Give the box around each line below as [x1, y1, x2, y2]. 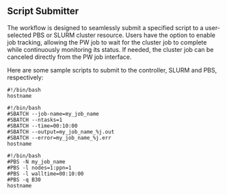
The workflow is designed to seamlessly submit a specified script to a [7, 23, 204, 31]
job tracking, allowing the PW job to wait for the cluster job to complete [7, 38, 207, 47]
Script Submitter [7, 5, 79, 17]
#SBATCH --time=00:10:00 [7, 122, 78, 129]
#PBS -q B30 [7, 176, 41, 183]
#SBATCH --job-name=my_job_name [7, 110, 99, 117]
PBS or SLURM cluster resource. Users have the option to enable [33, 31, 215, 39]
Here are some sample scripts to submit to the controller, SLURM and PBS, [7, 66, 217, 74]
